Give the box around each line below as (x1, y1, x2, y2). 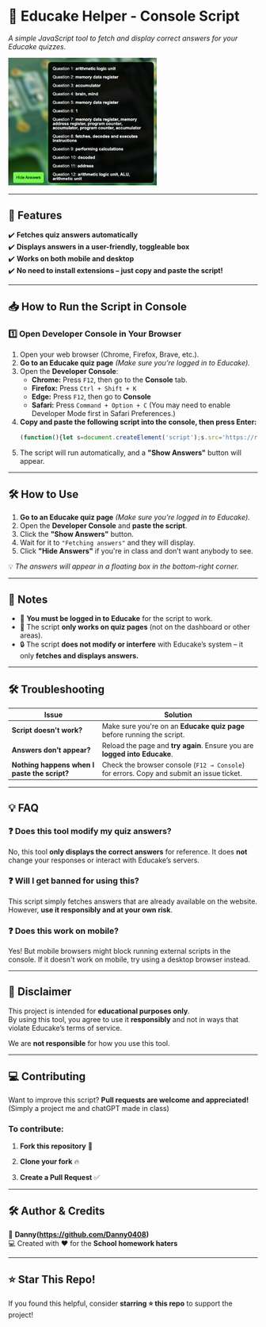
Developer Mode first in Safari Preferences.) (31, 408, 176, 418)
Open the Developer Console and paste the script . (19, 521, 188, 530)
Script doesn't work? (11, 726, 83, 735)
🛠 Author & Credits (8, 1205, 105, 1218)
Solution (163, 710, 192, 719)
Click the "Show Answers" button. (19, 530, 135, 539)
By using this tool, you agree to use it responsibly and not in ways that (8, 1014, 239, 1024)
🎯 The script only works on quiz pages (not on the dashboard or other (19, 623, 251, 632)
